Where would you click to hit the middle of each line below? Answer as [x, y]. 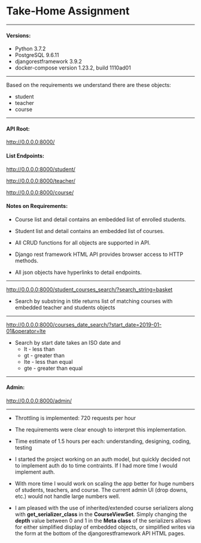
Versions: [19, 35]
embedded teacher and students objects [65, 307]
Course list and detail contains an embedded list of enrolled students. [100, 219]
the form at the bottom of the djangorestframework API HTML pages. [100, 533]
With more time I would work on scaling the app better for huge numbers [104, 483]
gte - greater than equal [53, 368]
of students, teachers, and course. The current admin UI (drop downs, [101, 490]
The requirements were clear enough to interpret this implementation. [100, 429]
